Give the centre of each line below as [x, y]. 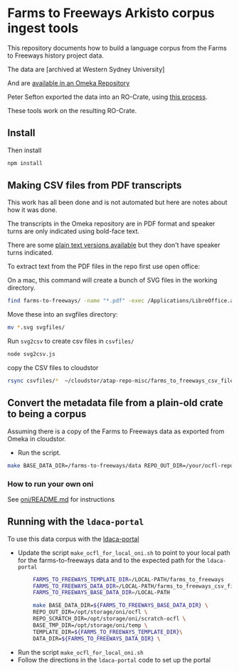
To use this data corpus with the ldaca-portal [73, 539]
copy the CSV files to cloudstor [53, 368]
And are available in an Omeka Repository [69, 83]
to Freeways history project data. [56, 56]
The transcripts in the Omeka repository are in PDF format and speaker [111, 224]
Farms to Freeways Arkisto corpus [111, 13]
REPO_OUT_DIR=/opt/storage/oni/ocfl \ [90, 612]
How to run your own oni [51, 484]
